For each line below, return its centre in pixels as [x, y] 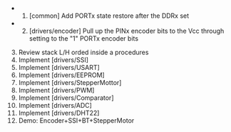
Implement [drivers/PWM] [56, 90]
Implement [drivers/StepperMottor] [70, 82]
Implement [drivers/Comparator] [66, 98]
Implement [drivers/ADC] [55, 105]
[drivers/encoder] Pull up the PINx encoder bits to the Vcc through [127, 31]
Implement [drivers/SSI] [53, 60]
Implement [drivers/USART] [59, 67]
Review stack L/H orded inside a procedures [83, 52]
